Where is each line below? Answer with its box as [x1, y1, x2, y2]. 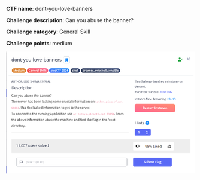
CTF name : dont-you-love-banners [6, 5, 93, 12]
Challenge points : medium [6, 40, 73, 47]
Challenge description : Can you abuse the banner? [6, 17, 134, 23]
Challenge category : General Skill [6, 28, 91, 35]
